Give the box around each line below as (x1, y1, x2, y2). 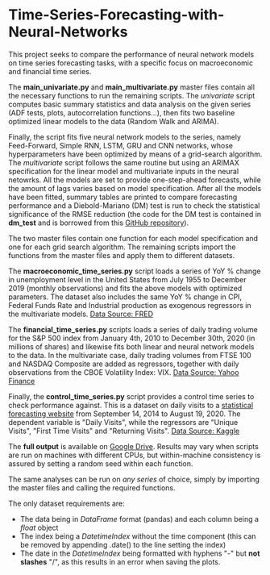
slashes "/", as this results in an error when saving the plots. (19, 556, 221, 566)
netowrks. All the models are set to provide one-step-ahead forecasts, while (8, 175, 262, 185)
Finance (8, 376, 35, 385)
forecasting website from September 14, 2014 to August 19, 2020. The (8, 409, 241, 419)
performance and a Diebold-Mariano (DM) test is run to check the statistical (8, 200, 260, 210)
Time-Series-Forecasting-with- (8, 6, 225, 24)
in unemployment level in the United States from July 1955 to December (8, 274, 247, 284)
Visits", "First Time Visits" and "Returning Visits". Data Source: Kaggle (8, 426, 240, 435)
